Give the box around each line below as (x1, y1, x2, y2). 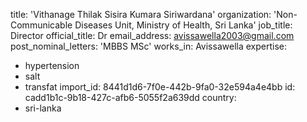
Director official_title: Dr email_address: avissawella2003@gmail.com (10, 30, 295, 41)
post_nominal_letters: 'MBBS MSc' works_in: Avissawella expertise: (10, 40, 287, 52)
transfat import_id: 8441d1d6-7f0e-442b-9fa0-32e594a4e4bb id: (24, 81, 296, 93)
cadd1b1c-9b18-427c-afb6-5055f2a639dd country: (24, 92, 237, 103)
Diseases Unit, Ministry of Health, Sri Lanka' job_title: (74, 19, 293, 31)
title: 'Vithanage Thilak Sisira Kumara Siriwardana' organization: (10, 9, 272, 20)
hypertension (24, 60, 80, 71)
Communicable (10, 19, 73, 31)
